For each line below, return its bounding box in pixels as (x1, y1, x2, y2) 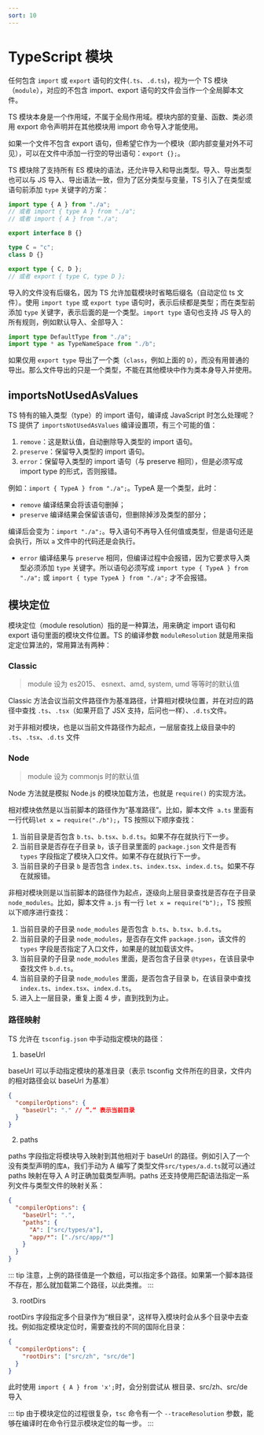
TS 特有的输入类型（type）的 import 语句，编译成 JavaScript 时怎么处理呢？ (8, 410, 255, 420)
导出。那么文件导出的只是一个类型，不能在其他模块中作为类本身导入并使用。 (8, 365, 256, 375)
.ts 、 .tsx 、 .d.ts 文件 (8, 732, 80, 742)
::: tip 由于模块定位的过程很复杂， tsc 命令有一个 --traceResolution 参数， (8, 1409, 247, 1418)
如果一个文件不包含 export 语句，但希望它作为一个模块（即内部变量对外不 (8, 139, 247, 148)
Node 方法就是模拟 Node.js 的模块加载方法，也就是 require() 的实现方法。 (8, 788, 251, 798)
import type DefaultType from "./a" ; (8, 332, 132, 341)
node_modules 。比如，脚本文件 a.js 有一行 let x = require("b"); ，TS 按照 (8, 897, 251, 907)
